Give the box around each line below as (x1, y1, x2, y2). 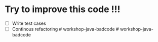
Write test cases (12, 20, 46, 26)
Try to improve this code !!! (5, 4, 121, 15)
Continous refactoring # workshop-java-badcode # (12, 26, 120, 32)
